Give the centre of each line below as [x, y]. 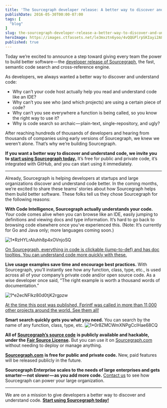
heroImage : [16, 38]
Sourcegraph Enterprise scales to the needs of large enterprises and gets [83, 370]
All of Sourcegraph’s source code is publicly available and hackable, [77, 335]
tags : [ [13, 19]
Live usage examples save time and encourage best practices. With [76, 264]
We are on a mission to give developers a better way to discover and [75, 395]
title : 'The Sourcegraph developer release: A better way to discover [80, 10]
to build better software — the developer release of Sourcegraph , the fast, [80, 62]
